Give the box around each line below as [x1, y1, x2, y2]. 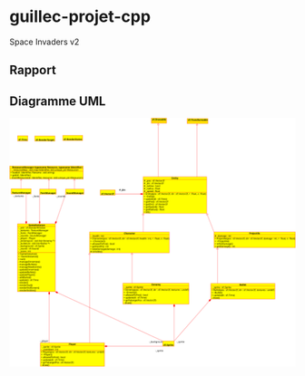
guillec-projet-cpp [9, 6, 152, 27]
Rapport [9, 63, 56, 78]
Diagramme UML [9, 93, 106, 109]
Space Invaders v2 [9, 36, 80, 47]
